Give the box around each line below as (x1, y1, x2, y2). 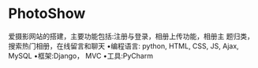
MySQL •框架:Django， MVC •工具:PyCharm (8, 51, 154, 60)
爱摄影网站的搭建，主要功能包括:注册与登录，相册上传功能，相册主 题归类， (8, 31, 254, 41)
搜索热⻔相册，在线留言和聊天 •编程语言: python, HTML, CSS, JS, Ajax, (8, 41, 239, 51)
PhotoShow (8, 5, 86, 23)
